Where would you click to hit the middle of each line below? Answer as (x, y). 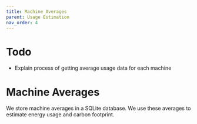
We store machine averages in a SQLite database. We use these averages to (98, 108)
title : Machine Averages (36, 12)
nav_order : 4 (22, 22)
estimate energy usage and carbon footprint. (60, 115)
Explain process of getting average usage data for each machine (93, 68)
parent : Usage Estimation (38, 17)
